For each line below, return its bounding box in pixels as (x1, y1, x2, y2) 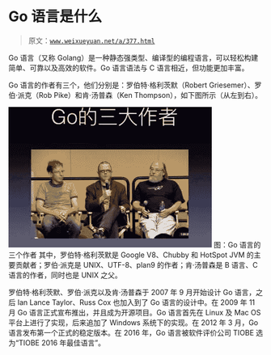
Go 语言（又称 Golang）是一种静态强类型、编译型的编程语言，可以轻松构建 (8, 53, 259, 62)
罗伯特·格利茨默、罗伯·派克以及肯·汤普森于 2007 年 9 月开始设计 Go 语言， (8, 287, 256, 297)
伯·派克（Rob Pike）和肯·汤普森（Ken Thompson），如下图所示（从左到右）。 (8, 90, 263, 99)
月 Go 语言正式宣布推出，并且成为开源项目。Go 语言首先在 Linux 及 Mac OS (8, 307, 261, 317)
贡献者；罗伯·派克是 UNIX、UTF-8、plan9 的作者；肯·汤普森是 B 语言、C (15, 260, 259, 269)
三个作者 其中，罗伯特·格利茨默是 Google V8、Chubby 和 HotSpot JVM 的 (8, 250, 255, 260)
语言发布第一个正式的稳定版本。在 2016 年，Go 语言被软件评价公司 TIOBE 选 (8, 328, 264, 337)
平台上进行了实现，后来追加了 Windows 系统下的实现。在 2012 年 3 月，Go (8, 317, 259, 328)
